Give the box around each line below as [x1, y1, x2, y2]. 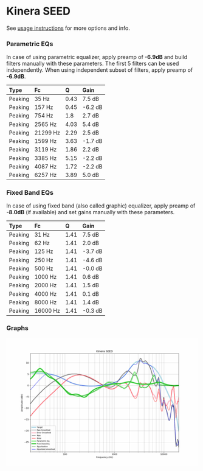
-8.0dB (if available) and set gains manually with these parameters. [6, 209, 175, 216]
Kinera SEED [6, 4, 71, 18]
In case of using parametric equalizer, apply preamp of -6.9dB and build [6, 54, 188, 61]
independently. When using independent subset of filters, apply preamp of [6, 66, 193, 74]
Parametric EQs [6, 40, 53, 48]
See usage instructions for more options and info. [6, 24, 131, 32]
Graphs [6, 324, 29, 332]
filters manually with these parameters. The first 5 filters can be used [6, 60, 179, 68]
